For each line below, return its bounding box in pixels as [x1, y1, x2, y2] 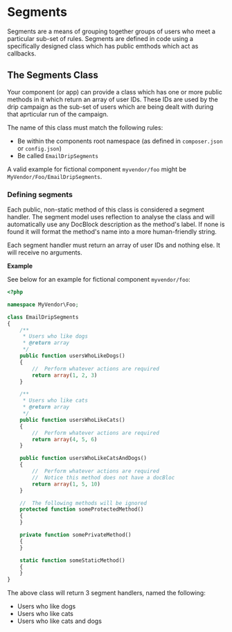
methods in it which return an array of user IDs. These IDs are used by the [7, 95, 218, 103]
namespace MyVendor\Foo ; [7, 301, 79, 308]
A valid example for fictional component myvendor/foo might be [7, 164, 187, 173]
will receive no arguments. [7, 248, 82, 257]
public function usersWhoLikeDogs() [19, 352, 126, 359]
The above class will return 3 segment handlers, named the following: [7, 589, 206, 597]
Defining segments [7, 189, 73, 199]
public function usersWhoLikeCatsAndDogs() [19, 455, 148, 462]
